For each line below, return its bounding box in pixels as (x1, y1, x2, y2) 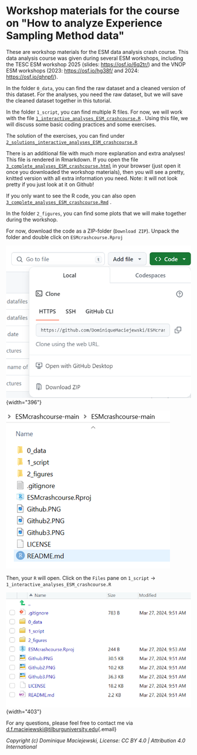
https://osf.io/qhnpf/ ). (6, 73, 59, 80)
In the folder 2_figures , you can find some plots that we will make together (6, 210, 186, 217)
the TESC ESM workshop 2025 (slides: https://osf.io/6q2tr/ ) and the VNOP (6, 60, 186, 68)
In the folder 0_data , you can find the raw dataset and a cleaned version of (6, 84, 186, 91)
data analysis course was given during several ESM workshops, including (6, 54, 184, 62)
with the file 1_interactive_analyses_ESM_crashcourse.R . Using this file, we (6, 114, 188, 121)
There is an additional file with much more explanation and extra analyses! (6, 149, 186, 156)
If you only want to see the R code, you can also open (6, 192, 136, 199)
